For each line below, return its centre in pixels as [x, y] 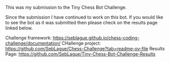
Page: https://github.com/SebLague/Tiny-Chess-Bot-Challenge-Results [80, 54]
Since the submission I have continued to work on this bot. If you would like [84, 17]
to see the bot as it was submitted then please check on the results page [81, 23]
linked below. [19, 28]
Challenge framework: [29, 38]
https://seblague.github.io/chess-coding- [96, 38]
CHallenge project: [81, 43]
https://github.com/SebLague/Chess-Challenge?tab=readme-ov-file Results [85, 49]
